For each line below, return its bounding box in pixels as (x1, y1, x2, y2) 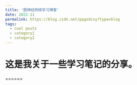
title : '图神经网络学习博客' (5, 7, 59, 13)
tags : (5, 21, 17, 27)
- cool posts (10, 26, 37, 31)
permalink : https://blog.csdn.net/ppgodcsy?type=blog (5, 17, 120, 22)
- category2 (10, 36, 35, 41)
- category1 (10, 31, 35, 36)
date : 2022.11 (5, 12, 35, 17)
